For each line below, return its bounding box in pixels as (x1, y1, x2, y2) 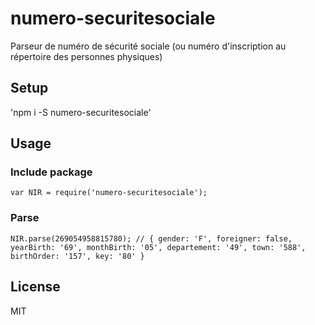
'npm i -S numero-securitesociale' (10, 106, 152, 118)
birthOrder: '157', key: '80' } (10, 251, 145, 261)
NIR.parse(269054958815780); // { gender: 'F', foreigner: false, (10, 233, 293, 244)
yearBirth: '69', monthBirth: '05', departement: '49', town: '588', (10, 242, 307, 252)
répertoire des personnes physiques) (10, 50, 163, 62)
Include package (10, 165, 93, 179)
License (10, 278, 61, 296)
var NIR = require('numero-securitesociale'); (10, 188, 208, 198)
